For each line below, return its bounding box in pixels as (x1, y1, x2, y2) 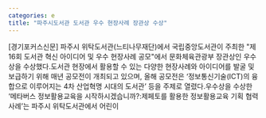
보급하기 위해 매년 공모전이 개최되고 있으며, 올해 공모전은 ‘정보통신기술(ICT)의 (8, 71, 250, 81)
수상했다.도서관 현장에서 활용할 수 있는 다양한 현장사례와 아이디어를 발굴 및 (22, 61, 255, 71)
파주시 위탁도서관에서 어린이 (31, 101, 119, 111)
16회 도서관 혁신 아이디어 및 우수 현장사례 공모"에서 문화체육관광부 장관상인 (8, 51, 242, 61)
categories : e (8, 11, 56, 20)
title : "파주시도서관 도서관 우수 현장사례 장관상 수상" (8, 19, 168, 27)
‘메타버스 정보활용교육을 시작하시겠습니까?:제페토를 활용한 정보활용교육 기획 (8, 91, 244, 101)
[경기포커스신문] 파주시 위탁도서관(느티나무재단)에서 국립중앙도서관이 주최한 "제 (8, 41, 256, 51)
